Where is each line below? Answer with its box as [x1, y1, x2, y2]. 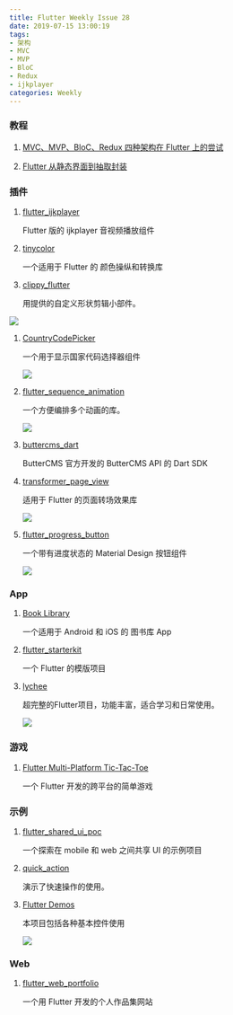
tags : [9, 30, 30, 39]
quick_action [22, 862, 70, 873]
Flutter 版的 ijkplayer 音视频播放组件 [22, 225, 155, 236]
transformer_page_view [22, 476, 109, 487]
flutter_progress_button [22, 529, 109, 540]
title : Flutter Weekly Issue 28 [9, 13, 130, 22]
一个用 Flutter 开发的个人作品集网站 [22, 996, 154, 1007]
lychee [22, 681, 47, 692]
